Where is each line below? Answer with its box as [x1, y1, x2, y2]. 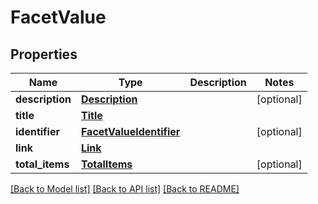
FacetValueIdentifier [80, 125, 181, 138]
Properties [10, 46, 78, 63]
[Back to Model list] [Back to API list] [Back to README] [10, 183, 240, 195]
